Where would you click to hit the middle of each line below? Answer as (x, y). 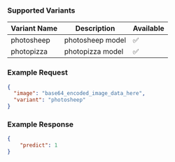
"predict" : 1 (39, 145)
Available (148, 29)
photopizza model (94, 52)
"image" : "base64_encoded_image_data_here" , (79, 94)
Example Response (41, 124)
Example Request (37, 73)
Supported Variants (41, 10)
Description (95, 29)
